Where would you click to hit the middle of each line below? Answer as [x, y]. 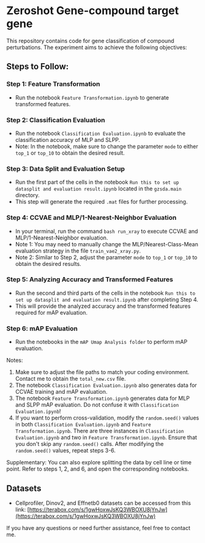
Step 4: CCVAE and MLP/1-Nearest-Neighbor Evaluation [91, 217]
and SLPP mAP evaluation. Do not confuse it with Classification [97, 405]
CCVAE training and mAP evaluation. [61, 392]
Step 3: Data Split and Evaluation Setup [66, 168]
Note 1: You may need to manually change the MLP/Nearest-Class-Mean [107, 244]
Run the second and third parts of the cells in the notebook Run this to [105, 293]
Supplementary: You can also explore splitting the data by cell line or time [99, 463]
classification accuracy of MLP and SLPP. [68, 139]
